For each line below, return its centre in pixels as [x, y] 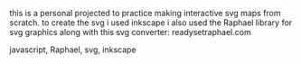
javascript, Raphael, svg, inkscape [73, 50]
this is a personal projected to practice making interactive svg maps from [146, 13]
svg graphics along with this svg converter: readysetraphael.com [130, 32]
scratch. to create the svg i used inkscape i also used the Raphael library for [151, 23]
